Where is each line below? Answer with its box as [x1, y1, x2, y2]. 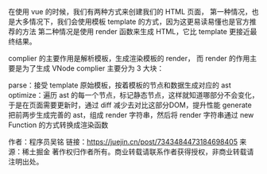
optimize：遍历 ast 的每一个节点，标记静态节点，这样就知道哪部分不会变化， [8, 91, 259, 99]
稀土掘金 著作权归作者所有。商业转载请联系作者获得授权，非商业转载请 [21, 147, 254, 157]
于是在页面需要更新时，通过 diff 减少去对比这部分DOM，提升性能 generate [8, 100, 252, 110]
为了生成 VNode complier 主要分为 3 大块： [21, 64, 164, 73]
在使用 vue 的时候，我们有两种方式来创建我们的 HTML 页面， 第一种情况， [8, 7, 252, 16]
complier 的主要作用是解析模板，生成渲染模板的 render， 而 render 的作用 [8, 54, 250, 63]
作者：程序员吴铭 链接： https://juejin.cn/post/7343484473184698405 [8, 137, 238, 146]
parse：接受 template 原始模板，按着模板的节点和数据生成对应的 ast [8, 80, 232, 90]
